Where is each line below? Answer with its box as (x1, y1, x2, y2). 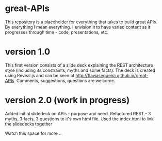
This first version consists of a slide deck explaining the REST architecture (5, 62, 153, 68)
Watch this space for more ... (5, 130, 63, 136)
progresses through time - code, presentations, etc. (5, 29, 108, 35)
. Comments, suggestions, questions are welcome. (14, 78, 115, 83)
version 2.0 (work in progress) (5, 95, 130, 106)
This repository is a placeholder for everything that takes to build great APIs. (5, 19, 158, 25)
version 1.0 (5, 47, 50, 57)
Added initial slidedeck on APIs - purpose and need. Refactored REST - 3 (5, 110, 151, 116)
